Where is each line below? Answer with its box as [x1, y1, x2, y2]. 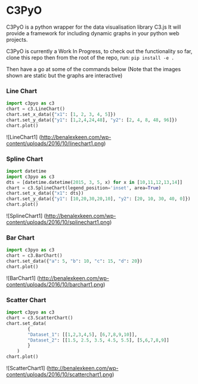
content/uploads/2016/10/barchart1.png [6, 281, 104, 288]
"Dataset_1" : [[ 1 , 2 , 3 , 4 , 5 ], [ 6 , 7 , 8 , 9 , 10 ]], [27, 331, 138, 337]
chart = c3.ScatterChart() [6, 315, 73, 321]
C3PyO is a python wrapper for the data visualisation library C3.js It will [6, 23, 181, 30]
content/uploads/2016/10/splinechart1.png [6, 219, 110, 226]
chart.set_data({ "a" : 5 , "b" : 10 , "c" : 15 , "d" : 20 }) [6, 258, 143, 265]
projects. [6, 36, 28, 43]
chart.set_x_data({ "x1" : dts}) [6, 191, 84, 196]
